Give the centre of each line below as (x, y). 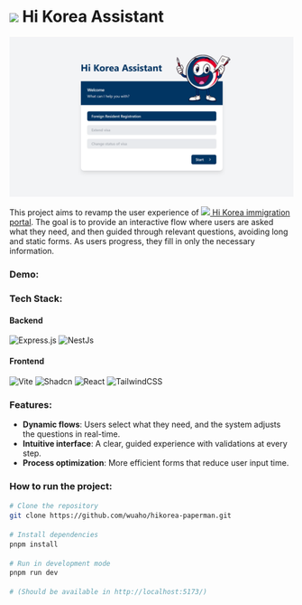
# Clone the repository (54, 506)
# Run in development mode (60, 563)
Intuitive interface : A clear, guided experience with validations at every (155, 443)
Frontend (27, 361)
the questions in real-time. (71, 434)
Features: (31, 404)
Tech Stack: (36, 298)
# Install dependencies (54, 534)
